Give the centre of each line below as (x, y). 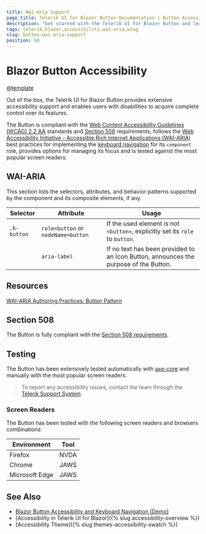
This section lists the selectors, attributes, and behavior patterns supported (101, 192)
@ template (20, 88)
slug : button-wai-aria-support (46, 35)
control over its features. (37, 113)
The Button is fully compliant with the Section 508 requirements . (88, 335)
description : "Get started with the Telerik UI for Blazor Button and (98, 23)
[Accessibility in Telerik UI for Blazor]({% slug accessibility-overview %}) (107, 518)
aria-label (57, 256)
